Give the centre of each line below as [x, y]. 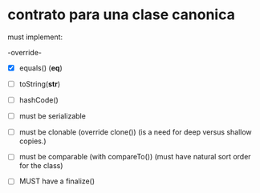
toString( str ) [40, 84]
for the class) [41, 166]
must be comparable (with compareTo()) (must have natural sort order [135, 157]
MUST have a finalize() [57, 181]
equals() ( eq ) [41, 68]
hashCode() [39, 100]
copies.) [32, 141]
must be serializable [52, 116]
